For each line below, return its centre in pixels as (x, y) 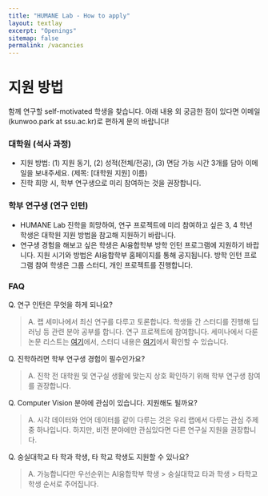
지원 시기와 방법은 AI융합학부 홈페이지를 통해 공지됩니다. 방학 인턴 (140, 255)
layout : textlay (35, 23)
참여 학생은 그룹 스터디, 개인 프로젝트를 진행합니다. (114, 264)
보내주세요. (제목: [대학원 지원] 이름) (91, 173)
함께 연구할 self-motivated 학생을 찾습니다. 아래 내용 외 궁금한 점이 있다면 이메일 (134, 111)
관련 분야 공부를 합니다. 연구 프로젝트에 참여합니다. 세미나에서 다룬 (155, 331)
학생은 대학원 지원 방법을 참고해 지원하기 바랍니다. (98, 235)
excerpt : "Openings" (43, 30)
